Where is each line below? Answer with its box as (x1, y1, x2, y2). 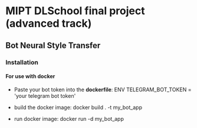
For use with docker (5, 73, 55, 80)
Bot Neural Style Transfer (5, 40, 101, 50)
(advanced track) (5, 17, 92, 30)
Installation (5, 58, 39, 66)
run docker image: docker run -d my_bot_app (14, 115, 124, 122)
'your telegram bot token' (14, 92, 76, 99)
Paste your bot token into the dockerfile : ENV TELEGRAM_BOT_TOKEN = (14, 86, 192, 93)
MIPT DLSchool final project (5, 4, 145, 18)
